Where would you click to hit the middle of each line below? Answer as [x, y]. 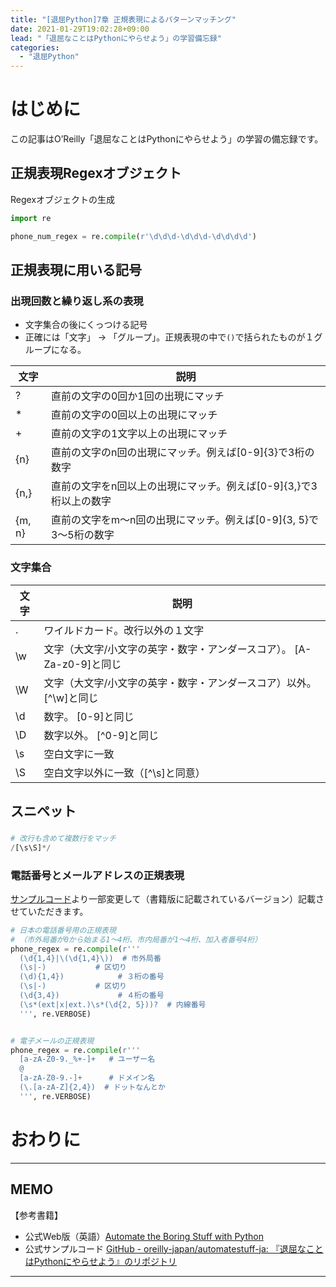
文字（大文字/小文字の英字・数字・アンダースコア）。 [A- [177, 649]
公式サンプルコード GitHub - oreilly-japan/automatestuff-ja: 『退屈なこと [174, 1248]
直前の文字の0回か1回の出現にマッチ [137, 396]
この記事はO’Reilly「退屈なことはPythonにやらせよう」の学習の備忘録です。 [167, 139]
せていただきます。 [49, 911]
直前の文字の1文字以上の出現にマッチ [139, 434]
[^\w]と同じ [71, 698]
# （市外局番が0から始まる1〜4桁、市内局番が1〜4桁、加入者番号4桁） [136, 939]
